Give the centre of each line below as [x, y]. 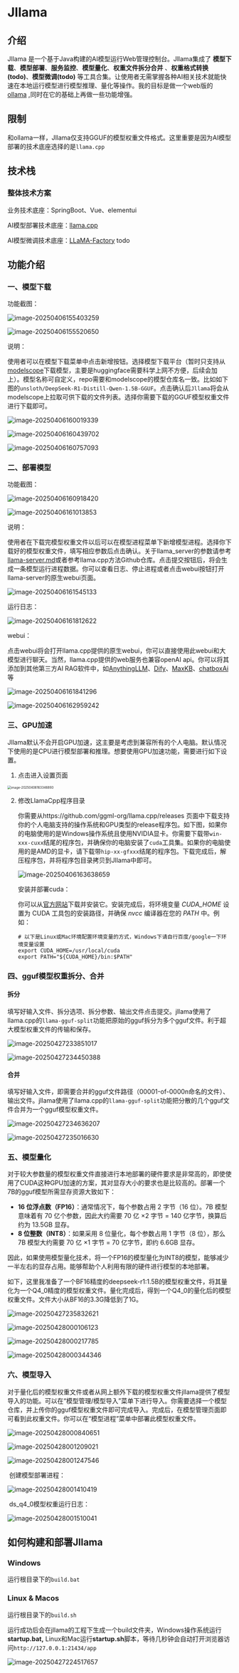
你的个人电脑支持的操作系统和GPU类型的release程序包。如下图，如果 [119, 824]
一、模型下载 [30, 287]
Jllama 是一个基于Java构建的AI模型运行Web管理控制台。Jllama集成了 [109, 59]
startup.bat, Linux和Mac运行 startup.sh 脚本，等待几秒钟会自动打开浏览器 [116, 1639]
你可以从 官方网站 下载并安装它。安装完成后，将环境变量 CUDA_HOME [119, 904]
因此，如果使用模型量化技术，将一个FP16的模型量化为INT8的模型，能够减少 [118, 1258]
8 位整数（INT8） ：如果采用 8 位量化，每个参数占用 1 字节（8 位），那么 [121, 1234]
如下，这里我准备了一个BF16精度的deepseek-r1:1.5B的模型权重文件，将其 [115, 1281]
